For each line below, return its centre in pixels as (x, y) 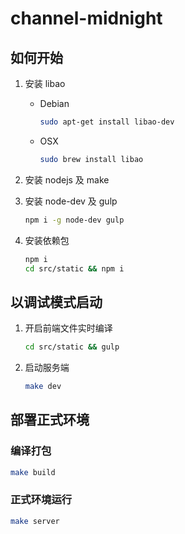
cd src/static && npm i (74, 268)
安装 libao (45, 83)
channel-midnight (86, 18)
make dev (43, 387)
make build (33, 472)
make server (35, 521)
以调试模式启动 (56, 302)
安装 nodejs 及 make (67, 179)
